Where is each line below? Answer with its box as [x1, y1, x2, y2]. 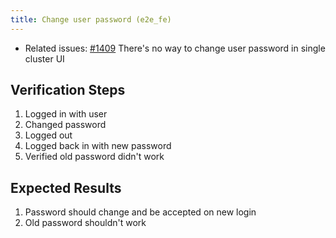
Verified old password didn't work [24, 151, 165, 163]
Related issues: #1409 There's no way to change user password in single [24, 42, 326, 54]
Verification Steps [10, 82, 126, 99]
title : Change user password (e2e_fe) [10, 14, 172, 25]
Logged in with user [24, 108, 108, 120]
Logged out [24, 129, 73, 141]
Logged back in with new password [24, 140, 172, 152]
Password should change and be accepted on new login [24, 206, 257, 218]
